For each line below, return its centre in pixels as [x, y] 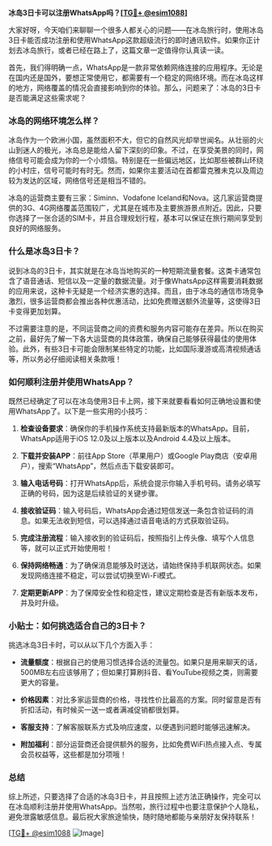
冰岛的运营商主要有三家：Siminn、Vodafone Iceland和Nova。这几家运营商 [132, 198]
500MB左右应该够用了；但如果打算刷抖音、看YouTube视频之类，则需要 [139, 672]
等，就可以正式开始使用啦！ [66, 548]
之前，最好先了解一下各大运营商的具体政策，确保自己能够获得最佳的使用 [129, 338]
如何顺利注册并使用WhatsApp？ [72, 382]
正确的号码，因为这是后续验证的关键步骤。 [91, 493]
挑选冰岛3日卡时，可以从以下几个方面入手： [82, 645]
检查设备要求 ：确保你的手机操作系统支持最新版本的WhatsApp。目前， [137, 428]
